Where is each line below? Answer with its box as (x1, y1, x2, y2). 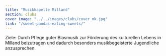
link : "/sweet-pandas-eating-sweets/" (5, 21, 85, 26)
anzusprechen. (5, 45, 36, 51)
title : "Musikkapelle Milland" (5, 7, 70, 12)
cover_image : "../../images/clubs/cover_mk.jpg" (5, 16, 108, 21)
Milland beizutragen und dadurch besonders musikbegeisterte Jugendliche (5, 40, 159, 46)
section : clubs (5, 12, 37, 17)
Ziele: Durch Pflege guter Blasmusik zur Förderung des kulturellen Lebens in (5, 35, 162, 41)
